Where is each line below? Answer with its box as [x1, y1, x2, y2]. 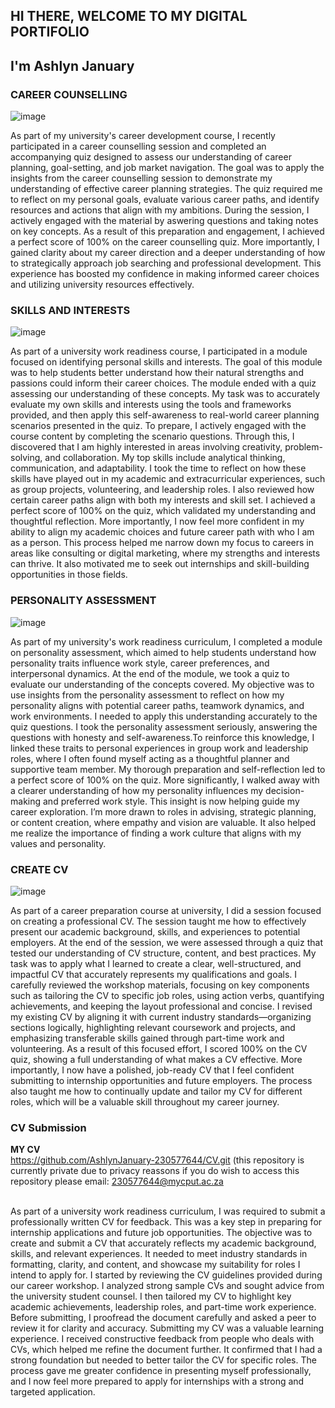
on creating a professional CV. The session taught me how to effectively [10, 915, 307, 927]
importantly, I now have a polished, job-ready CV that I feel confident [10, 1064, 295, 1076]
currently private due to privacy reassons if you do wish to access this [10, 1165, 300, 1177]
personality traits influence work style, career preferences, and [10, 657, 270, 669]
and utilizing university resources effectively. [10, 279, 195, 291]
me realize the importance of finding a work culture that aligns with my [10, 827, 302, 839]
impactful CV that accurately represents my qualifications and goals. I [10, 968, 298, 980]
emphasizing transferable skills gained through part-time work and [10, 1032, 285, 1044]
